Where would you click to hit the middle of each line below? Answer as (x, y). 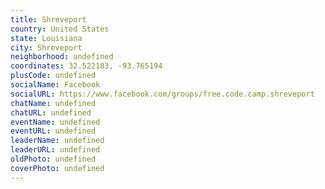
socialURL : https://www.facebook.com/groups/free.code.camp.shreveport (162, 94)
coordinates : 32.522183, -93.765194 (86, 66)
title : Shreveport (48, 19)
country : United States (60, 29)
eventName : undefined (55, 122)
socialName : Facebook (55, 85)
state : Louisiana (46, 38)
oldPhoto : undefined (53, 159)
